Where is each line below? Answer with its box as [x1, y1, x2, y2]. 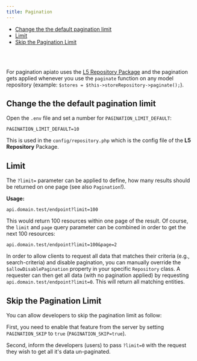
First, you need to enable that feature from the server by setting [6, 324, 164, 331]
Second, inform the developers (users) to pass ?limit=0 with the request [6, 342, 187, 349]
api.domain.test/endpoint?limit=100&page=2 [6, 242, 117, 248]
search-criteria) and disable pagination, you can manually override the [6, 259, 181, 266]
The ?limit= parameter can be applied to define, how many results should [6, 177, 190, 184]
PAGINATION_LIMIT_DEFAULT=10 [6, 126, 80, 132]
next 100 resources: [6, 230, 55, 238]
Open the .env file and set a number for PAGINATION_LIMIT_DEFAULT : [6, 114, 172, 122]
